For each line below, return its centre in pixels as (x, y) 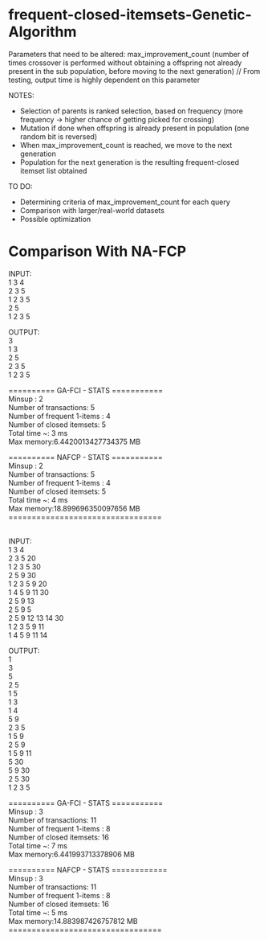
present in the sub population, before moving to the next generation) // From (134, 71)
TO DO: (21, 186)
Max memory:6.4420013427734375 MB (75, 441)
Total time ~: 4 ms (38, 499)
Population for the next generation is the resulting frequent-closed (129, 162)
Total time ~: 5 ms (38, 912)
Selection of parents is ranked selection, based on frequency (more (131, 111)
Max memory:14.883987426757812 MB (73, 921)
